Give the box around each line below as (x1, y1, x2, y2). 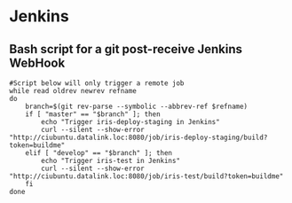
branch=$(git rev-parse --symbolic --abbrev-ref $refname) (25, 102, 249, 111)
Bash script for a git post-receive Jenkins (9, 42, 242, 57)
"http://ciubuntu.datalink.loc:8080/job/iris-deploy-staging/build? (9, 133, 268, 142)
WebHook (9, 55, 66, 70)
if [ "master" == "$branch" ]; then (25, 110, 162, 119)
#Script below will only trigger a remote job (9, 79, 185, 88)
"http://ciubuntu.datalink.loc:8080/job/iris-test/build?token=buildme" (9, 172, 284, 181)
